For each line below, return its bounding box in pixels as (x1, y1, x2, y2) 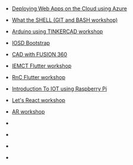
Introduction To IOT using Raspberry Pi (11, 85, 107, 92)
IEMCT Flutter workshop (11, 62, 72, 69)
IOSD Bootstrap (11, 40, 50, 46)
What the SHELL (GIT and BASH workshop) (11, 17, 118, 23)
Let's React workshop (11, 97, 65, 103)
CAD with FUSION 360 (11, 51, 67, 58)
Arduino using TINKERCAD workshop (11, 28, 103, 35)
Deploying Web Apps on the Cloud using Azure (11, 5, 128, 12)
